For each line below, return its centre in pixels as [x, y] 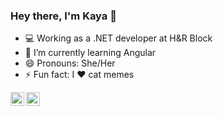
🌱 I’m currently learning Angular [90, 53]
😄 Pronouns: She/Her [70, 63]
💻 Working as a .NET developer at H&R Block [118, 38]
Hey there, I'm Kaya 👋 [63, 16]
